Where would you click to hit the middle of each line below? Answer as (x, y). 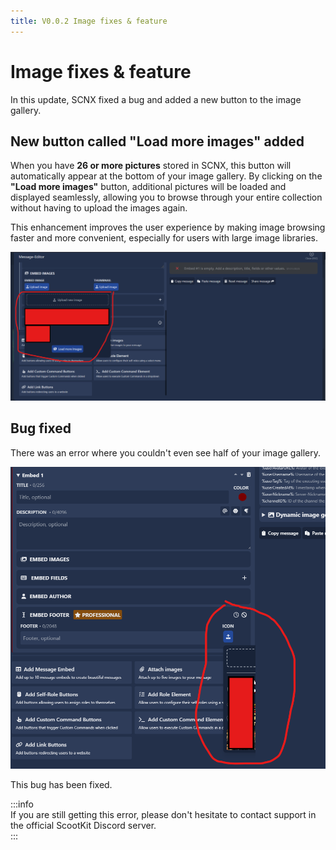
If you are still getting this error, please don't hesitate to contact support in (163, 814)
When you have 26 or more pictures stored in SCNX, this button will (151, 166)
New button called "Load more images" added (157, 141)
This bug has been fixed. (61, 784)
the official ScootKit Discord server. (83, 825)
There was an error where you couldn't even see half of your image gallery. (165, 452)
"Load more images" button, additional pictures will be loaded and (148, 187)
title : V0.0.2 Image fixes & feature (89, 21)
